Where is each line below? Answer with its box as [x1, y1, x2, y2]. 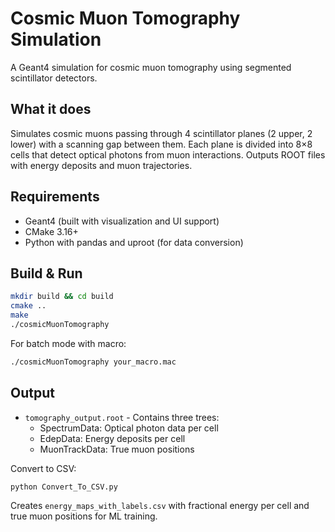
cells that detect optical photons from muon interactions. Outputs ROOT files [10, 148, 326, 161]
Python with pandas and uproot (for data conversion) [24, 236, 244, 248]
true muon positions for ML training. [10, 510, 158, 522]
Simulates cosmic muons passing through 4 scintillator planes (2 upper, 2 [10, 127, 313, 139]
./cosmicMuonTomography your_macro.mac [10, 357, 177, 367]
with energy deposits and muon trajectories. [10, 159, 193, 171]
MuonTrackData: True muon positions [39, 443, 195, 455]
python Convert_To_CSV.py [10, 482, 118, 492]
